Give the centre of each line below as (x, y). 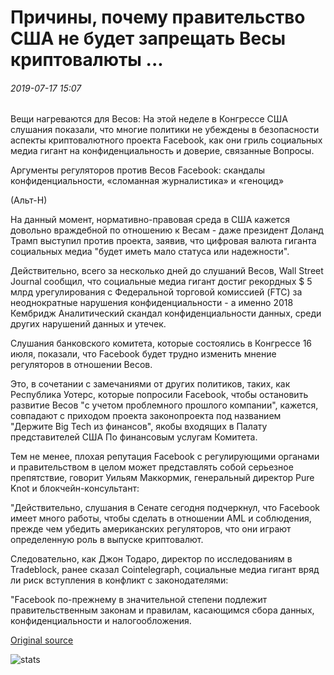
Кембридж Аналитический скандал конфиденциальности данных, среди (166, 313)
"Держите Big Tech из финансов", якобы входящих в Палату (139, 427)
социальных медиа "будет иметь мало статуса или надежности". (150, 252)
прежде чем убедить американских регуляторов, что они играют (151, 529)
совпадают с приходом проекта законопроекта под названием (146, 416)
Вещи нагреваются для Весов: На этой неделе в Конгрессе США (149, 119)
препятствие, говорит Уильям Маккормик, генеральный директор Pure (162, 478)
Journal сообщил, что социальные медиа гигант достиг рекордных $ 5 (161, 282)
